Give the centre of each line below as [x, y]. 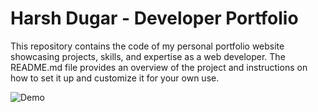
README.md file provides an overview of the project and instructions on [159, 67]
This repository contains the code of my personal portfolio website [147, 46]
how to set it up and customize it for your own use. [115, 78]
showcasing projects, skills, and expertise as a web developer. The [148, 56]
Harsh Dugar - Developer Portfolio [154, 18]
